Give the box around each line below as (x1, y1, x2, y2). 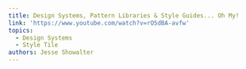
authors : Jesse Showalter (8, 48, 94, 56)
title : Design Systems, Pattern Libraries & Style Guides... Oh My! (8, 11, 240, 20)
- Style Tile (15, 41, 59, 49)
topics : (8, 26, 34, 34)
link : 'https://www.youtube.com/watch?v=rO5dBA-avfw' (8, 19, 190, 27)
